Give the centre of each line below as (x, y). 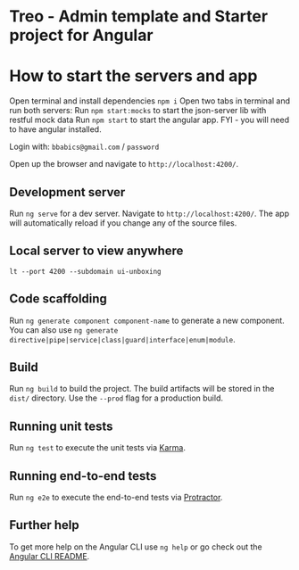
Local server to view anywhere (96, 251)
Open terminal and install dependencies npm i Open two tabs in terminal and (150, 101)
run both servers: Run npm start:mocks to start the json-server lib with (138, 111)
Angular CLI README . (50, 556)
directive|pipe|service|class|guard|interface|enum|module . (122, 339)
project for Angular (81, 35)
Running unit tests (61, 426)
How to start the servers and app (133, 76)
